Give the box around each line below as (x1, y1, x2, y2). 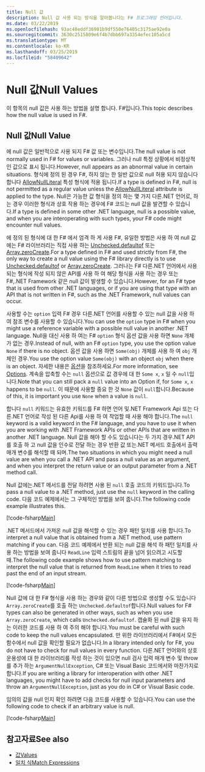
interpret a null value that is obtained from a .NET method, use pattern (6, 534, 182, 541)
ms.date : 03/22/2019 (6, 20, 59, 26)
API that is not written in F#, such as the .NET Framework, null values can (6, 291, 191, 298)
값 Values (15, 751, 38, 759)
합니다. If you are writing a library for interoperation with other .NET (6, 670, 173, 677)
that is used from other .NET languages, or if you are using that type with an (6, 284, 197, 292)
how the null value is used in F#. (6, 111, 87, 118)
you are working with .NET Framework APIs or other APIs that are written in (6, 426, 195, 434)
